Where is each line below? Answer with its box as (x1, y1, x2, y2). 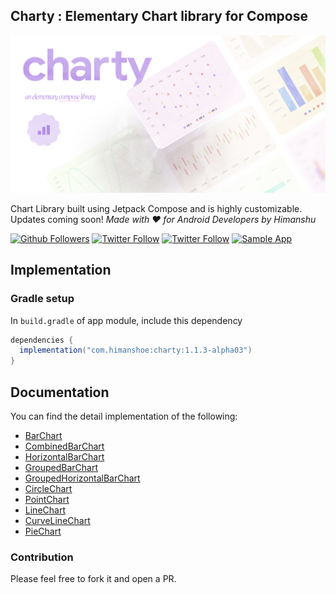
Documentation (10, 384, 110, 401)
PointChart (24, 493, 70, 505)
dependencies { (10, 335, 74, 345)
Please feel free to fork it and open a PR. (10, 573, 177, 585)
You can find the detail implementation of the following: (10, 410, 238, 422)
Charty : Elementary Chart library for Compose (10, 8, 308, 25)
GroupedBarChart (24, 461, 98, 473)
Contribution (10, 550, 74, 564)
